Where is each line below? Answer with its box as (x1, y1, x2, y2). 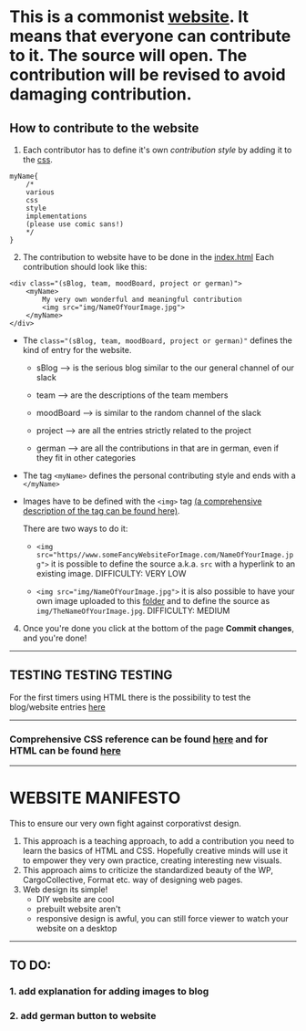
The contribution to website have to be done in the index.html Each (22, 252, 275, 262)
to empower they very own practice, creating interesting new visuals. (22, 855, 282, 866)
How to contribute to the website (9, 120, 199, 136)
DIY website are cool (36, 894, 115, 905)
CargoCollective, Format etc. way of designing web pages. (22, 874, 243, 886)
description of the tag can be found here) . (22, 505, 180, 516)
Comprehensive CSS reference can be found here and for (9, 733, 269, 745)
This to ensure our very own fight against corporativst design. (9, 818, 241, 829)
